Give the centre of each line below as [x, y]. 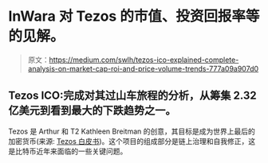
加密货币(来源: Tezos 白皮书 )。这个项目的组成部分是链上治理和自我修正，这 [132, 141]
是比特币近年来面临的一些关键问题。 [68, 151]
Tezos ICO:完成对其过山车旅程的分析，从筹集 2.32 [132, 96]
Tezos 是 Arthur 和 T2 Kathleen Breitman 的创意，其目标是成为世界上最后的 [132, 131]
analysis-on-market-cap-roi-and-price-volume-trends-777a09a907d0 [143, 68]
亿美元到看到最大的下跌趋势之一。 [92, 111]
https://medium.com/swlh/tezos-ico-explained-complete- [144, 60]
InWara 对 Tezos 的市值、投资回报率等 [134, 16]
